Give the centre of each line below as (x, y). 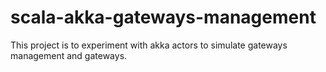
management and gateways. (69, 55)
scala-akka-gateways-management (163, 17)
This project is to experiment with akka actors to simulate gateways (149, 45)
